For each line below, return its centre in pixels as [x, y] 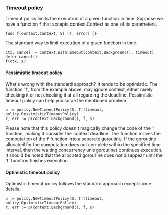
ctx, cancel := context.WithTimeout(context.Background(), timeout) [80, 53]
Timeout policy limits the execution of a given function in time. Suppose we [84, 19]
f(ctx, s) [16, 61]
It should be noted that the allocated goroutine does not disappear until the [84, 155]
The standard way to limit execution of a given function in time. [71, 43]
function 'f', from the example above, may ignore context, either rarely [79, 89]
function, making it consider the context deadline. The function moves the [83, 133]
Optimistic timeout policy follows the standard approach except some [78, 183]
